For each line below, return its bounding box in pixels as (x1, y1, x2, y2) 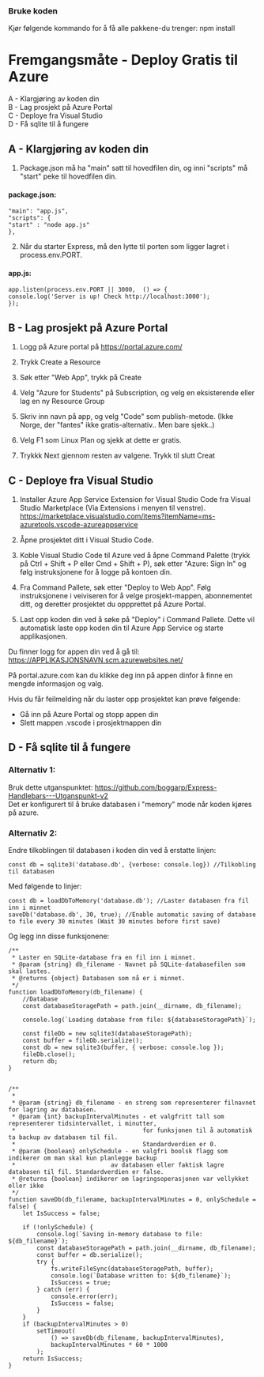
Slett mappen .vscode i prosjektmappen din (19, 718, 162, 728)
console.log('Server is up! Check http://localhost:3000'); (8, 292, 211, 301)
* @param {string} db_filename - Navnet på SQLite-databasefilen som (11, 960, 246, 969)
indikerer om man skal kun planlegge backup (8, 1154, 157, 1163)
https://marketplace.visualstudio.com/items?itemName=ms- (19, 511, 216, 521)
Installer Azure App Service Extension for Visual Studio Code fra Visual (19, 495, 251, 504)
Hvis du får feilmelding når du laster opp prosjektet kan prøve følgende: (8, 694, 241, 704)
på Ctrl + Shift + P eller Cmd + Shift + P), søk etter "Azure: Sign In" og (19, 559, 247, 568)
